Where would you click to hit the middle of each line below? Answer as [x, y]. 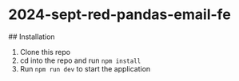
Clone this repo [45, 52]
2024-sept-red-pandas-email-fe [120, 15]
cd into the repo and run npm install [80, 60]
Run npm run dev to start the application [85, 68]
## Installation [32, 37]
